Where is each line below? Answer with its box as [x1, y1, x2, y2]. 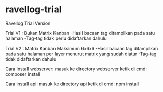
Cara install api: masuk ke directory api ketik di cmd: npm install [5, 81, 139, 87]
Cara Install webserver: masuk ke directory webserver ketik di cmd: [5, 66, 147, 72]
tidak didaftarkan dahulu [5, 56, 57, 62]
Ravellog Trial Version [5, 20, 51, 26]
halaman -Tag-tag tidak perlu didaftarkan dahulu [5, 35, 107, 41]
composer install [5, 71, 40, 77]
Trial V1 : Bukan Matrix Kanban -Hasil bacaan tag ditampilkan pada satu [5, 30, 155, 36]
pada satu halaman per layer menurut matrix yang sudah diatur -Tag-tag [5, 51, 157, 57]
